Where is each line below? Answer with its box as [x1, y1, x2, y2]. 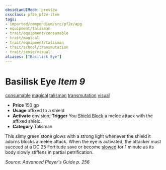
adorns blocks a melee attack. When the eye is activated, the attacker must [5, 139, 161, 145]
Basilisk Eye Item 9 [5, 76, 86, 87]
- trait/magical [5, 36, 39, 41]
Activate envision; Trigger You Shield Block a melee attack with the [12, 113, 153, 119]
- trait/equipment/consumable [5, 31, 69, 36]
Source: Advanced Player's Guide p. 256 [5, 159, 90, 165]
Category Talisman [12, 124, 53, 130]
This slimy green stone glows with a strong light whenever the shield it [5, 133, 151, 139]
